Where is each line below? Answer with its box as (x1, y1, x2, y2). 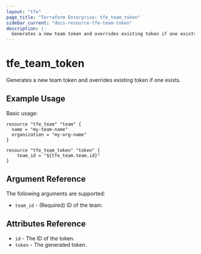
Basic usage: (6, 109, 38, 117)
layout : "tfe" (6, 8, 42, 15)
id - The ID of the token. (14, 234, 75, 242)
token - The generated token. (14, 241, 87, 248)
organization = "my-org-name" (11, 131, 87, 137)
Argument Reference (6, 174, 86, 184)
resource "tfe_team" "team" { (6, 121, 82, 127)
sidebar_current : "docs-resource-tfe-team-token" (6, 20, 133, 26)
